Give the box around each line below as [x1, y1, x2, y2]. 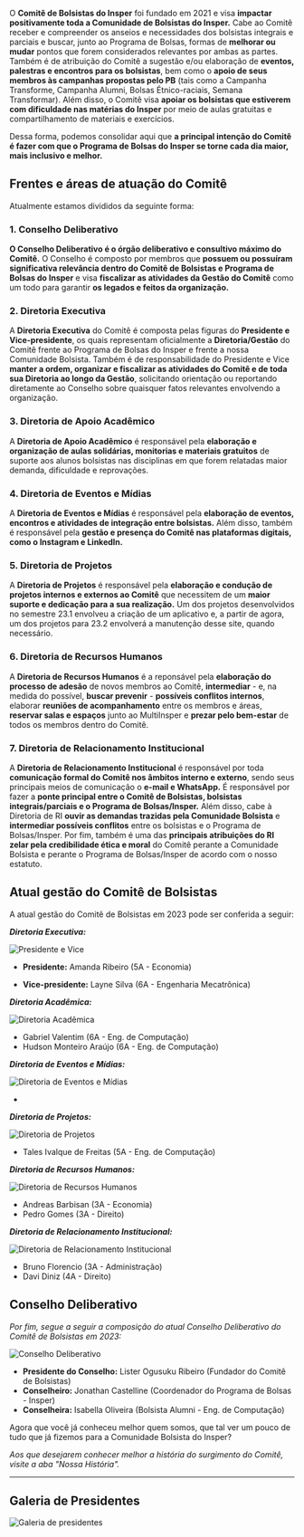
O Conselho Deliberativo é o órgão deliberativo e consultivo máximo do [9, 243, 282, 254]
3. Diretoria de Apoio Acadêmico [9, 415, 156, 428]
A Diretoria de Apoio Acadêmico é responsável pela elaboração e [9, 435, 258, 446]
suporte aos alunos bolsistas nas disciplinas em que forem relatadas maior [9, 454, 288, 465]
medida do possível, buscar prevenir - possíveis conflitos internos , [9, 690, 265, 701]
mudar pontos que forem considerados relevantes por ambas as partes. [9, 46, 279, 57]
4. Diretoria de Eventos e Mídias [9, 487, 152, 500]
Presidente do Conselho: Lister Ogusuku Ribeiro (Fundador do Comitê [22, 1366, 287, 1377]
